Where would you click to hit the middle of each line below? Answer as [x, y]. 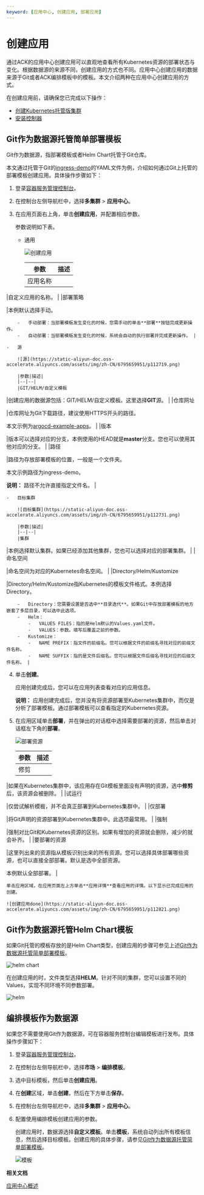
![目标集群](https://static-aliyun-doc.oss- [73, 510]
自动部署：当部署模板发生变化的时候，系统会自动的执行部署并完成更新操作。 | [112, 336]
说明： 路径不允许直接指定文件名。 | [51, 485]
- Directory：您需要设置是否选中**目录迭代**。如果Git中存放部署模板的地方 [105, 604]
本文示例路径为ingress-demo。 [45, 472]
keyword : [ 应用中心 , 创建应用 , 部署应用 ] [54, 12]
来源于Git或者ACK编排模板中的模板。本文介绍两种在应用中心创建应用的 [95, 77]
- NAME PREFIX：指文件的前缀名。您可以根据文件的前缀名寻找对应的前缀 [110, 643]
